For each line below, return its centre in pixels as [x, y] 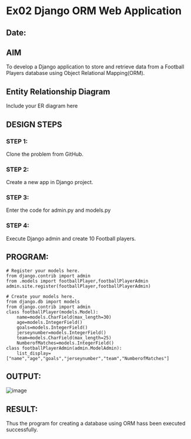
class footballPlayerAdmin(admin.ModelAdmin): [64, 348]
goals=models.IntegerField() [52, 327]
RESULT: [22, 409]
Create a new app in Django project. [50, 182]
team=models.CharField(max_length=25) [64, 338]
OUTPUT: [24, 376]
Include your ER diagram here [42, 106]
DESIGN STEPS [34, 124]
